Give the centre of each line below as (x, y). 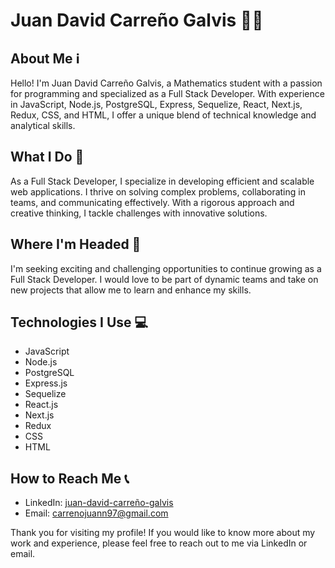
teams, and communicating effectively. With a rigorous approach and (152, 202)
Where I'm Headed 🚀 (76, 244)
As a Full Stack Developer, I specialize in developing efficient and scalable (162, 181)
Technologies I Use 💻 (79, 322)
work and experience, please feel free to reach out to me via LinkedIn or (159, 543)
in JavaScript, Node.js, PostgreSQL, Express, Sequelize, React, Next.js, (156, 104)
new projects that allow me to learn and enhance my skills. (131, 290)
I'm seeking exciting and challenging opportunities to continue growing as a (166, 268)
